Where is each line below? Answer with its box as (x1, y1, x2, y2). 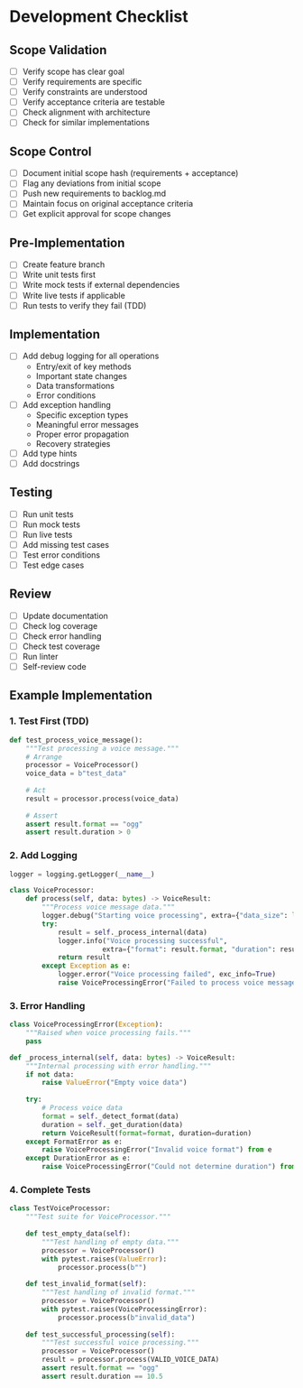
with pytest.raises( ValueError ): (41, 1254, 168, 1263)
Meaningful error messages (35, 419, 140, 430)
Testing (9, 485, 53, 500)
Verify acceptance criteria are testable (22, 97, 165, 107)
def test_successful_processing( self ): (25, 1329, 176, 1339)
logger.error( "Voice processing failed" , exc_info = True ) (57, 970, 277, 979)
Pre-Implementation (9, 235, 125, 250)
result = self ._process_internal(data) (57, 928, 207, 937)
